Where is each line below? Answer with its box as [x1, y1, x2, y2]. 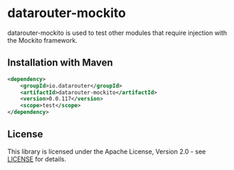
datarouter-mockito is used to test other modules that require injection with [7, 28, 228, 37]
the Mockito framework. [7, 36, 78, 44]
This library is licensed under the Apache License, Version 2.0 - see [7, 147, 206, 156]
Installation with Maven [7, 57, 114, 69]
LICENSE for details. [7, 154, 67, 163]
